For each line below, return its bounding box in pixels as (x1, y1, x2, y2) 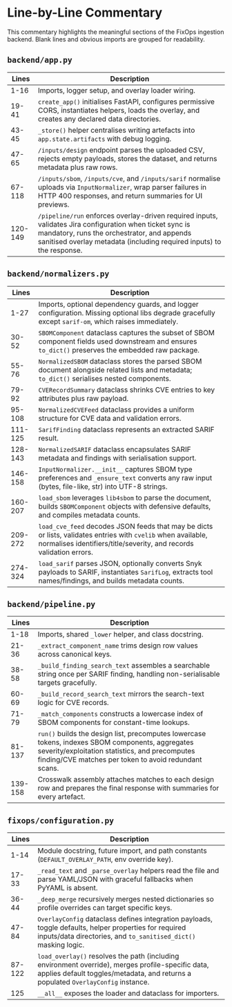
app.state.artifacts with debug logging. (37, 133, 172, 143)
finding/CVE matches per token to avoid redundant (37, 755, 202, 764)
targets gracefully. (37, 678, 97, 688)
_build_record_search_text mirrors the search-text (37, 689, 205, 699)
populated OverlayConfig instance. (37, 977, 150, 987)
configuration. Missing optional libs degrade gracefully (38, 308, 215, 317)
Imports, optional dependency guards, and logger (38, 299, 199, 309)
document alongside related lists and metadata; (38, 365, 192, 375)
